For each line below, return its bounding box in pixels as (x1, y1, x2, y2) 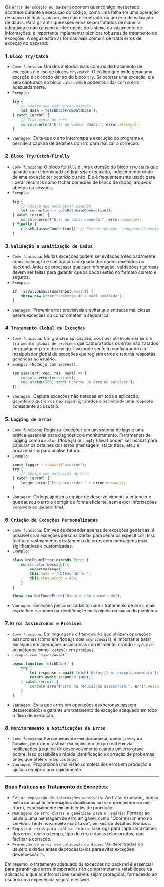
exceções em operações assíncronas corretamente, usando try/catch (12, 641, 154, 647)
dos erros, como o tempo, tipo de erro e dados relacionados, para (12, 831, 145, 837)
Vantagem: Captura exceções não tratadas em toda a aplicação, (12, 393, 140, 399)
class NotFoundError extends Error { (12, 558, 89, 563)
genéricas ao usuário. (12, 356, 56, 362)
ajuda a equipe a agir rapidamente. (12, 766, 82, 772)
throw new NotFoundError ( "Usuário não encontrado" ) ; (12, 593, 122, 599)
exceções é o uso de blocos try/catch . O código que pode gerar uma (12, 69, 153, 75)
